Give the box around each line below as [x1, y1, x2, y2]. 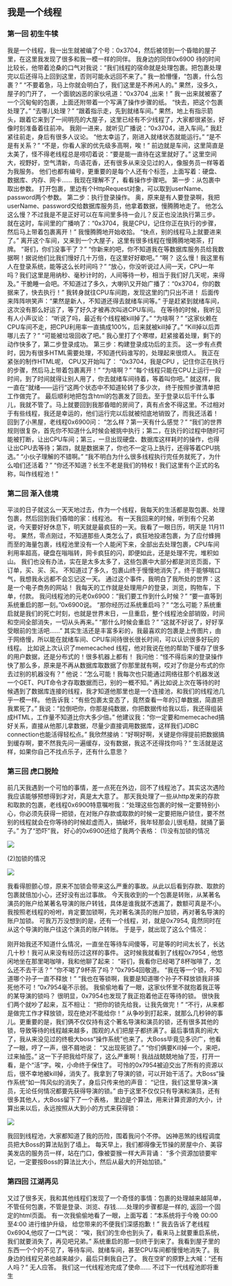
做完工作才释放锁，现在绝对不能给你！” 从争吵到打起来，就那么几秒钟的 [12, 1009, 217, 1018]
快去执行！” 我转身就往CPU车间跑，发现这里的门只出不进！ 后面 [30, 288, 214, 296]
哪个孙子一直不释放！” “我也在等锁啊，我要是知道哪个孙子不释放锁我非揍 [12, 974, 220, 983]
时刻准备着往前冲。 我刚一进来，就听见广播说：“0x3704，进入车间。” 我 [12, 124, 216, 132]
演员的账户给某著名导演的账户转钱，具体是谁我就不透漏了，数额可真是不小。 [7, 900, 225, 908]
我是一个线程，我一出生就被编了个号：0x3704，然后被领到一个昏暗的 [7, 46, 205, 54]
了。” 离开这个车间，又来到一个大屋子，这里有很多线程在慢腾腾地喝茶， [7, 236, 209, 244]
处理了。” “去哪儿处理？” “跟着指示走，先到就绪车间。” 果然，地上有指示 [7, 106, 207, 115]
